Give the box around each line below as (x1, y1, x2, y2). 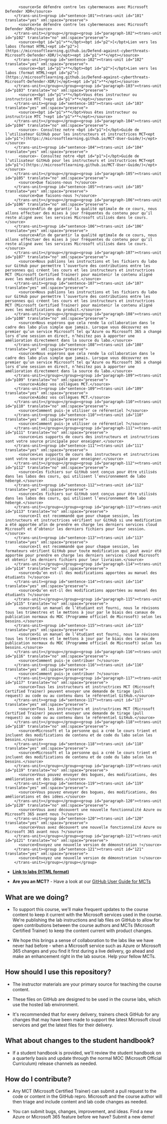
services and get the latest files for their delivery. (12, 1022, 113, 1028)
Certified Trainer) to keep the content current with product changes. (12, 927, 153, 933)
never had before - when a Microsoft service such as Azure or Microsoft (12, 943, 161, 949)
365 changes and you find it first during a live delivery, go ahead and (12, 948, 154, 954)
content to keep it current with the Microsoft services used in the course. (12, 912, 163, 917)
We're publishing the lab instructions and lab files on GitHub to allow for (12, 917, 160, 923)
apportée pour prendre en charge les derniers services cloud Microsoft (5, 553, 160, 558)
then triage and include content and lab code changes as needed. (12, 1099, 148, 1105)
